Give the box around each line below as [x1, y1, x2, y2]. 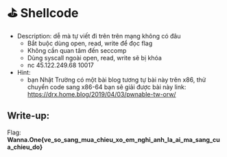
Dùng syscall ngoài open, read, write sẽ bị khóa [27, 53, 163, 62]
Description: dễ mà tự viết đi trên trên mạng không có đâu [16, 32, 181, 40]
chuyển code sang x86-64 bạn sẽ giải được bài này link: [27, 82, 187, 91]
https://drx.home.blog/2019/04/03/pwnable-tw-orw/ [27, 90, 176, 98]
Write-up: [7, 110, 50, 122]
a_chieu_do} [7, 143, 43, 151]
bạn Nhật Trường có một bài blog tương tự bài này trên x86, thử [27, 75, 206, 84]
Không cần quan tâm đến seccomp [27, 46, 127, 54]
